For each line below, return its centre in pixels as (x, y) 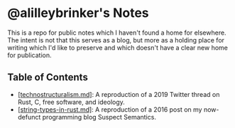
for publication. (29, 55)
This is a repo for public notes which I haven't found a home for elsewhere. (117, 33)
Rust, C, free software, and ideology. (71, 102)
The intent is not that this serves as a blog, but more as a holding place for (116, 40)
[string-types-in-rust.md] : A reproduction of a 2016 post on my (110, 109)
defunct (29, 117)
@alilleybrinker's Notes (78, 13)
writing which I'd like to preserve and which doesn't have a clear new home (118, 47)
